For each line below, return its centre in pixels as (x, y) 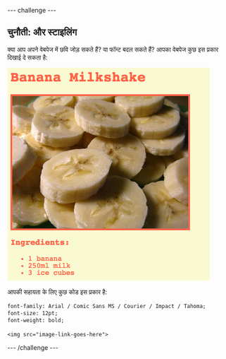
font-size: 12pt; (33, 313)
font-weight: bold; (36, 320)
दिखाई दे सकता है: (27, 57)
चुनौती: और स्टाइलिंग (42, 32)
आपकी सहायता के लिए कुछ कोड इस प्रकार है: (57, 292)
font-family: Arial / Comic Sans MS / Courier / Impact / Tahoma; (107, 306)
